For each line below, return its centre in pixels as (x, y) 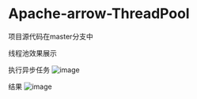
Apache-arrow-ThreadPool (99, 14)
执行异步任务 (29, 70)
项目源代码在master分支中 (51, 36)
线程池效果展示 (32, 53)
